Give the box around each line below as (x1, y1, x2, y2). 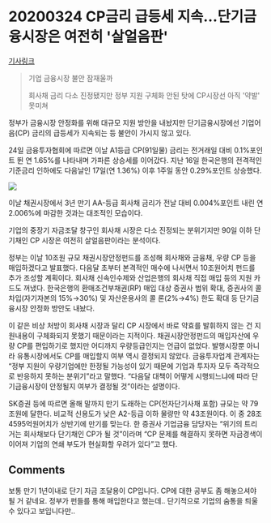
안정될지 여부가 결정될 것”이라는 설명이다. (49, 381, 180, 391)
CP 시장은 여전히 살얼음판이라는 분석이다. (29, 235, 161, 245)
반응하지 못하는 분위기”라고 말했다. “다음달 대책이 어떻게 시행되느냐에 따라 (16, 371, 250, 381)
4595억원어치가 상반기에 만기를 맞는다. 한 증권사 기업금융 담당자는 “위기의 (8, 418, 243, 428)
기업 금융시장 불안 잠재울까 (28, 73, 113, 83)
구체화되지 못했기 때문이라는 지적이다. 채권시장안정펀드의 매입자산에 (36, 330, 251, 341)
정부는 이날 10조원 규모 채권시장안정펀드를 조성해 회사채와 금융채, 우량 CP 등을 (8, 252, 256, 262)
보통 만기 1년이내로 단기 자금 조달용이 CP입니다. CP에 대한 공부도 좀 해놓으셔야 (8, 486, 257, 495)
